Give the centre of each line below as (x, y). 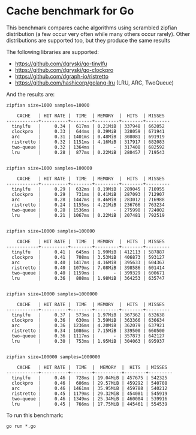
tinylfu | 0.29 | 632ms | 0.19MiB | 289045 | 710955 (88, 189)
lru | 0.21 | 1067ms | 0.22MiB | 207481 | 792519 (88, 215)
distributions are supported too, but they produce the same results (88, 40)
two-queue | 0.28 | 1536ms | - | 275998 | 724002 (88, 210)
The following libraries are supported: (52, 52)
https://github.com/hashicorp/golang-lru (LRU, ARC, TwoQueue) (94, 83)
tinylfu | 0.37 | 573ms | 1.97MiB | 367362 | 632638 (88, 315)
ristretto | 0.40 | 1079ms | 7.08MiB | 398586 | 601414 (88, 268)
